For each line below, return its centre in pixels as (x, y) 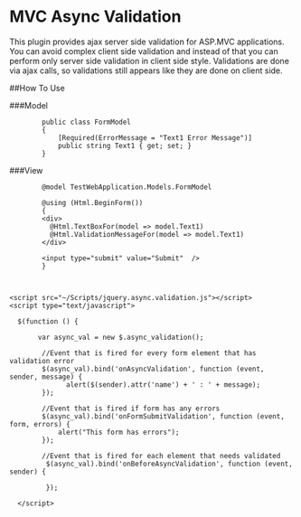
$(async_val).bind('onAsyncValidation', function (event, (153, 369)
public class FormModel (86, 122)
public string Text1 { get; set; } (125, 146)
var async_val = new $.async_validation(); (121, 337)
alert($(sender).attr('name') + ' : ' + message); (163, 385)
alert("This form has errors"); (118, 432)
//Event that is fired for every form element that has (149, 353)
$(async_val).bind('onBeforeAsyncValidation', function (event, (169, 464)
